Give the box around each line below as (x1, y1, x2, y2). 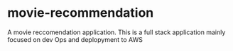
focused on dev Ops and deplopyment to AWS (7, 35, 143, 43)
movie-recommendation (7, 5, 154, 21)
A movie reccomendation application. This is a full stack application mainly (7, 28, 226, 36)
